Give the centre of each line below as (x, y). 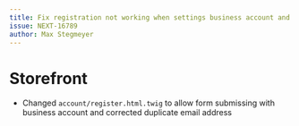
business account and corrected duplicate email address (127, 113)
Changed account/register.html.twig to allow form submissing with (149, 103)
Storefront (48, 78)
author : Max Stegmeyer (51, 34)
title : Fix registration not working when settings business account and (150, 17)
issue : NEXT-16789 (43, 26)
